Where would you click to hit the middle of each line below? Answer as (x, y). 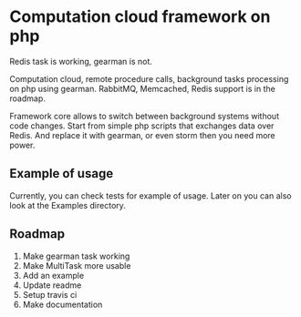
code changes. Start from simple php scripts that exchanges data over (142, 126)
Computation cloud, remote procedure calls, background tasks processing (149, 78)
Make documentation (62, 304)
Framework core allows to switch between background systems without (145, 116)
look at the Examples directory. (67, 205)
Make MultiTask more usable (77, 265)
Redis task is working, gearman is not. (81, 61)
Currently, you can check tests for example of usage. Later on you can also (150, 195)
